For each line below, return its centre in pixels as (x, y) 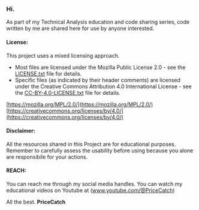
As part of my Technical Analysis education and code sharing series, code (98, 22)
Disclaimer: (21, 131)
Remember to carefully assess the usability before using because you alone (100, 150)
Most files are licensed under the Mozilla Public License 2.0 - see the (100, 67)
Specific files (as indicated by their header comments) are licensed (98, 80)
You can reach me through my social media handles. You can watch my (94, 184)
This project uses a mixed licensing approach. (63, 55)
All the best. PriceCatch (36, 202)
